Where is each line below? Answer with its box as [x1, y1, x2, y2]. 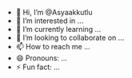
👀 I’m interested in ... [15, 16, 84, 25]
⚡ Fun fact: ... [15, 62, 60, 72]
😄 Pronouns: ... [15, 53, 68, 63]
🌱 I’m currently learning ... [15, 25, 102, 33]
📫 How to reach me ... [15, 42, 90, 51]
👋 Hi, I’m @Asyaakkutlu [15, 8, 93, 17]
